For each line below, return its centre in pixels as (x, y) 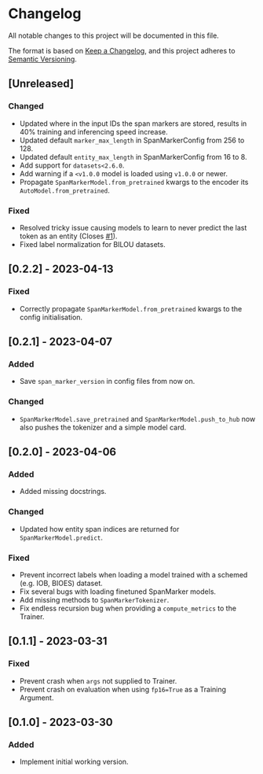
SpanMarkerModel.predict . (61, 537)
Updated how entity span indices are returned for (99, 529)
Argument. (37, 698)
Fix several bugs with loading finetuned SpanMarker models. (118, 592)
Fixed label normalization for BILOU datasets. (93, 244)
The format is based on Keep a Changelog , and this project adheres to (122, 50)
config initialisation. (51, 317)
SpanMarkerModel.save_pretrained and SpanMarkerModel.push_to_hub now (137, 418)
